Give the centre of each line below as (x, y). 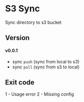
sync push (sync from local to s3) (46, 61)
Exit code (20, 82)
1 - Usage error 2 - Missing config (40, 94)
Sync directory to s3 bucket (33, 22)
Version (17, 38)
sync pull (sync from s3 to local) (46, 67)
